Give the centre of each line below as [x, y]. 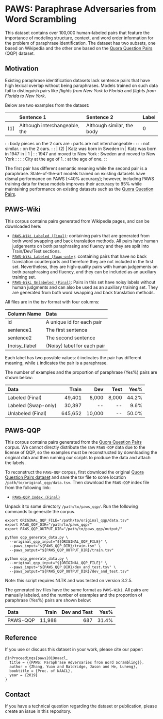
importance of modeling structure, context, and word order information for [79, 38]
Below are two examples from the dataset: [47, 105]
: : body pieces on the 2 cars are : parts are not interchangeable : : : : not [77, 143]
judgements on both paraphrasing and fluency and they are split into [81, 246]
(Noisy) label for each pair [75, 346]
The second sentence [71, 337]
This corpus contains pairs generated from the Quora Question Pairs [73, 442]
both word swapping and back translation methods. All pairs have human [85, 241]
